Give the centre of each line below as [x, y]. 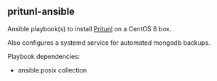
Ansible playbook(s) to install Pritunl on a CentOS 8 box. [90, 28]
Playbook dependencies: [44, 56]
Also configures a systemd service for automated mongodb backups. [109, 43]
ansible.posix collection [52, 70]
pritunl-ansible [41, 12]
